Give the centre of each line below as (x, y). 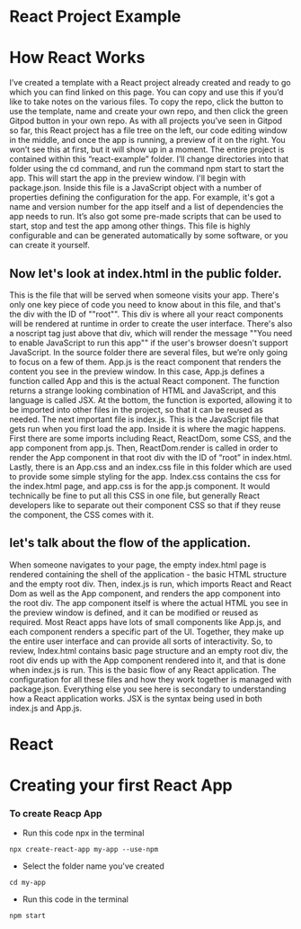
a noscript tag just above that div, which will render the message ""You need (151, 333)
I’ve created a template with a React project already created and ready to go (150, 83)
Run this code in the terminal (75, 899)
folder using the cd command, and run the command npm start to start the (147, 169)
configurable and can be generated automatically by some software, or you (149, 236)
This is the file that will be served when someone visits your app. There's (144, 295)
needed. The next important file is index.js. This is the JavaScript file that (144, 419)
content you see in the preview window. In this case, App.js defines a (137, 371)
